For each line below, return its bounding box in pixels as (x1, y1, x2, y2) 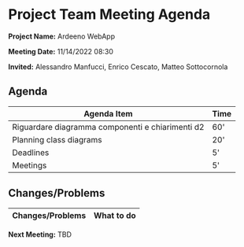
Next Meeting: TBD (8, 230, 72, 239)
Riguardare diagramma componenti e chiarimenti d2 (12, 121, 205, 132)
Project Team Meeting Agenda (8, 6, 211, 24)
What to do (93, 210, 136, 221)
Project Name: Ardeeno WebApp (8, 31, 116, 41)
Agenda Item (83, 108, 133, 119)
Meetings (12, 160, 47, 171)
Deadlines (12, 147, 50, 158)
